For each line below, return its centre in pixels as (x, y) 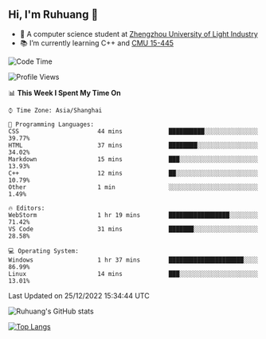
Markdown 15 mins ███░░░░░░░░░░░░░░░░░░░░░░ (133, 159)
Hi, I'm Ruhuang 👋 (53, 15)
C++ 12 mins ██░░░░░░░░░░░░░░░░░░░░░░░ (133, 173)
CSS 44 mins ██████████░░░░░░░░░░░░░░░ (133, 131)
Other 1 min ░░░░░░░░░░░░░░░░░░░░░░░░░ (133, 187)
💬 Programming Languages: (51, 124)
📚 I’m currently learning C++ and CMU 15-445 (96, 43)
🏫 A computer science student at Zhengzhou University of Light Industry (139, 34)
